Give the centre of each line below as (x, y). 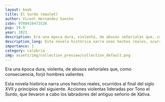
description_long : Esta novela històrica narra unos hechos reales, (77, 42)
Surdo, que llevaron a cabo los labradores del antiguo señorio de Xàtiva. (78, 94)
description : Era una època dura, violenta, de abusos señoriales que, (80, 37)
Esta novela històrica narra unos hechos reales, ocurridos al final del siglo (80, 84)
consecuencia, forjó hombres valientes (44, 75)
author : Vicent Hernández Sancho (39, 19)
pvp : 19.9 (15, 28)
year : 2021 (16, 32)
